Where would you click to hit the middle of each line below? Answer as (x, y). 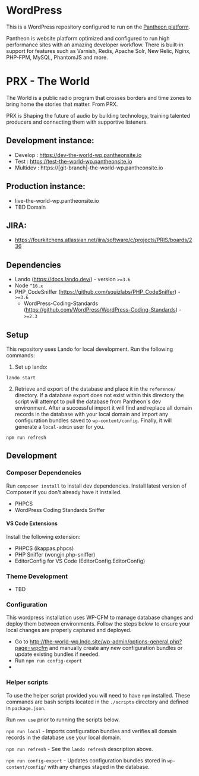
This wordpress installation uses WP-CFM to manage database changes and (100, 618)
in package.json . (26, 708)
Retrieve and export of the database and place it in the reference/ (95, 389)
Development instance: (50, 141)
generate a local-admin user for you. (60, 426)
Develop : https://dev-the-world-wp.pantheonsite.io (78, 155)
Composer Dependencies (44, 473)
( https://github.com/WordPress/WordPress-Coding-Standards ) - (102, 310)
